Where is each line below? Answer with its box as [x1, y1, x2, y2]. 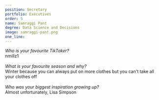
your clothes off [5, 74, 37, 80]
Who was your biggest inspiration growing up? [5, 84, 99, 90]
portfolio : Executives [5, 12, 51, 17]
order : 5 [5, 16, 23, 21]
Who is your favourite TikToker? [5, 47, 69, 54]
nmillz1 [5, 53, 19, 59]
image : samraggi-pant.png [5, 30, 58, 35]
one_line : [5, 35, 25, 40]
